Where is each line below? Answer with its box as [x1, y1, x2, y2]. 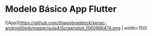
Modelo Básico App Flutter [5, 3, 117, 15]
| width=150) [121, 25, 148, 31]
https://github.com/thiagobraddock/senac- [19, 20, 107, 26]
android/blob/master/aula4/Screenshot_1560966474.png [5, 25, 121, 31]
